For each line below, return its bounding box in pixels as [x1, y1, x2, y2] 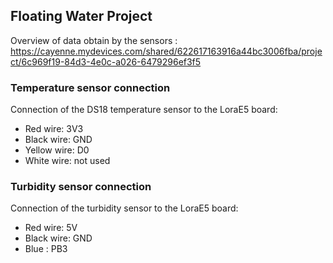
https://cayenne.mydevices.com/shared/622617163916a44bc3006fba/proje [10, 45, 323, 57]
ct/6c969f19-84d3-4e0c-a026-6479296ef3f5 [10, 55, 202, 68]
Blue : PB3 [24, 243, 68, 255]
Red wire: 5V [24, 222, 78, 234]
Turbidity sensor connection [10, 180, 152, 194]
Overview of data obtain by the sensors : [10, 34, 178, 46]
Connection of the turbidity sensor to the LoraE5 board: [10, 202, 239, 214]
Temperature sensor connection [10, 80, 171, 94]
